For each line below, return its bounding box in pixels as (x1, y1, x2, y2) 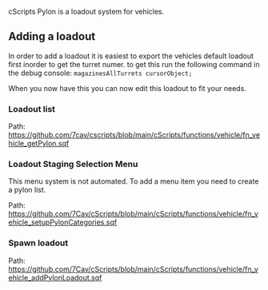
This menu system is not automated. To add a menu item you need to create (8, 177, 259, 186)
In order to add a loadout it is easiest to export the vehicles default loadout (8, 51, 254, 61)
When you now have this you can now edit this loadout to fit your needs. (8, 83, 246, 93)
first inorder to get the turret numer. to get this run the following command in (8, 59, 260, 69)
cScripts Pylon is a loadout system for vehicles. (8, 7, 165, 16)
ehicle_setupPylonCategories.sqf (8, 217, 118, 227)
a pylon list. (8, 185, 46, 195)
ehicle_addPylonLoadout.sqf (8, 272, 102, 282)
